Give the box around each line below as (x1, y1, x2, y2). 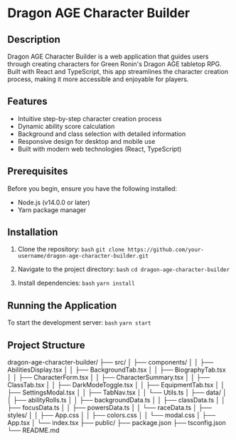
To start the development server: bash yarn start (7, 318, 151, 327)
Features (7, 95, 48, 108)
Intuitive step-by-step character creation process (17, 114, 162, 122)
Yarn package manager (17, 205, 87, 214)
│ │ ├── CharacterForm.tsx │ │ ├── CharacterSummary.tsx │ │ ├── (7, 373, 210, 382)
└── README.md (7, 426, 60, 435)
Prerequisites (7, 165, 68, 177)
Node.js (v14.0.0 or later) (17, 198, 90, 206)
